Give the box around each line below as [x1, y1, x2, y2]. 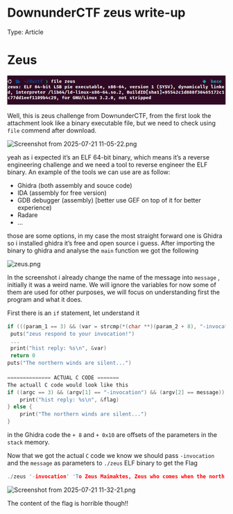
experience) [17, 203, 52, 212]
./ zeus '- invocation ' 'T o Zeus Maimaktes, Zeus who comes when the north [7, 473, 225, 480]
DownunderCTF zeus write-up [7, 5, 186, 21]
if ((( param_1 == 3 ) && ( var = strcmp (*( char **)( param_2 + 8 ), [7, 323, 197, 330]
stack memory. [7, 438, 50, 447]
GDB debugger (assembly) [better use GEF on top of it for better [17, 196, 201, 204]
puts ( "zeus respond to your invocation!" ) [10, 330, 135, 337]
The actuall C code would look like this [7, 382, 129, 388]
